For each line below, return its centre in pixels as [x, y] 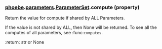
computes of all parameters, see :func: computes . [54, 33]
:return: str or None [25, 42]
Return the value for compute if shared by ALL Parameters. [65, 18]
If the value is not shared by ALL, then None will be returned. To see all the [81, 27]
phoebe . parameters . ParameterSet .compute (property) [72, 7]
